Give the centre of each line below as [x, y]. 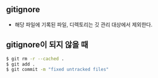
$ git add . [21, 64]
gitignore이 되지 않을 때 [47, 45]
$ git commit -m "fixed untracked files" [58, 70]
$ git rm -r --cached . [35, 59]
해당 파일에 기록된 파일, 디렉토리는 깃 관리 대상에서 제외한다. [83, 24]
